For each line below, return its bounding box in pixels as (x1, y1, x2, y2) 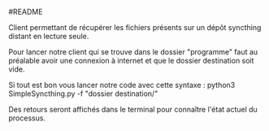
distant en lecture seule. (8, 32, 89, 41)
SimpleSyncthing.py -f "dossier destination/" (8, 89, 158, 98)
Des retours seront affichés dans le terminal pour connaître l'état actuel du (8, 105, 258, 114)
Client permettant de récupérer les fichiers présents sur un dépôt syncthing (8, 23, 262, 32)
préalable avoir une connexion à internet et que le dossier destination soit (8, 56, 254, 65)
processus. (8, 113, 46, 123)
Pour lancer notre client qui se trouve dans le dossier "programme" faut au (8, 47, 258, 56)
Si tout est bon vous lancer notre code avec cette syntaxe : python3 (8, 81, 236, 90)
